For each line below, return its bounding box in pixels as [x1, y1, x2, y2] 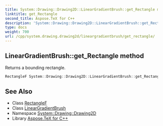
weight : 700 [5, 29, 29, 34]
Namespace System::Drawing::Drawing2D [12, 111, 97, 116]
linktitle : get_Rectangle [5, 12, 57, 16]
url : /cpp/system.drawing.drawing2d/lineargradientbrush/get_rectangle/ [5, 34, 155, 39]
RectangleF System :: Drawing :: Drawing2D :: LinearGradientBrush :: [5, 74, 136, 79]
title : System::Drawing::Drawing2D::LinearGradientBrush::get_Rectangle [5, 7, 155, 12]
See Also [5, 87, 33, 96]
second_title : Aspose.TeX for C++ [5, 16, 75, 21]
